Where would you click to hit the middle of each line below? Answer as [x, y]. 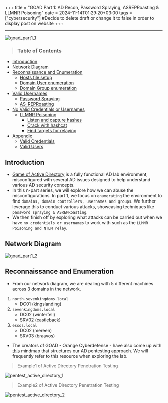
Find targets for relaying [52, 131]
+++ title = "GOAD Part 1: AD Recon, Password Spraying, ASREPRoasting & [82, 7]
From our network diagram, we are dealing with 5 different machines [83, 283]
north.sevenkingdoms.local [40, 299]
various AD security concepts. [43, 185]
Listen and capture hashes [55, 120]
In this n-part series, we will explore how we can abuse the [73, 190]
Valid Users [32, 147]
